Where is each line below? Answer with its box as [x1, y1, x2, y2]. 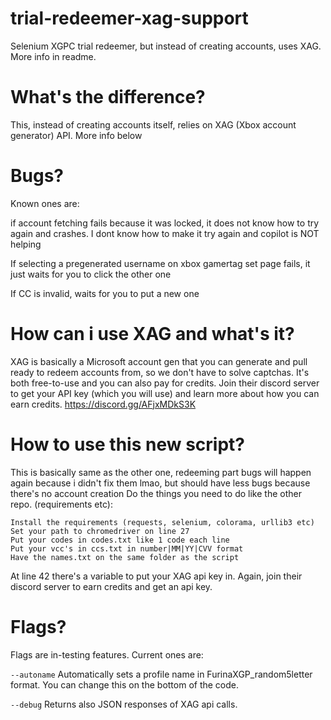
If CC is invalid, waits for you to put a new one [10, 287, 200, 299]
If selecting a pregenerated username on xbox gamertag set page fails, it [10, 257, 311, 269]
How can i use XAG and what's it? [10, 323, 295, 345]
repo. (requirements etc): [10, 498, 113, 510]
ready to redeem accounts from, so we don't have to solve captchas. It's [10, 366, 310, 378]
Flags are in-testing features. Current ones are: [10, 648, 204, 661]
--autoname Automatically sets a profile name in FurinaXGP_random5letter [10, 668, 313, 680]
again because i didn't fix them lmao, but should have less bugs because [10, 477, 311, 489]
